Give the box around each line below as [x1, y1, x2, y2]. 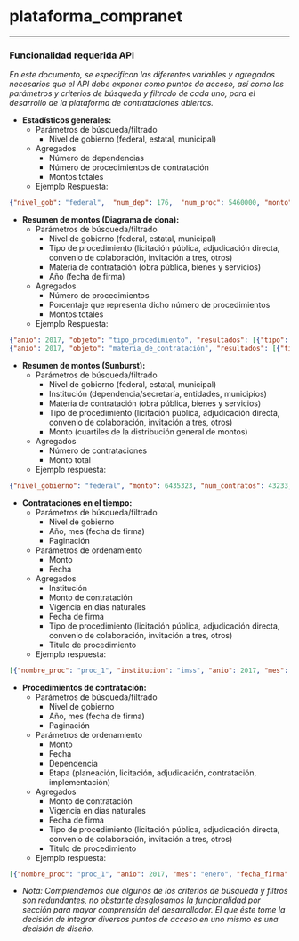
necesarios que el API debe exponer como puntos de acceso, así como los [9, 78, 285, 90]
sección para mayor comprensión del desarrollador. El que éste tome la [21, 904, 286, 915]
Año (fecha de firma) [48, 272, 125, 282]
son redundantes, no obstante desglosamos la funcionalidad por [21, 895, 261, 905]
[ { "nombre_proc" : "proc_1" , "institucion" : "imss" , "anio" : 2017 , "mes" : [9, 666, 289, 675]
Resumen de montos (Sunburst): [21, 360, 146, 370]
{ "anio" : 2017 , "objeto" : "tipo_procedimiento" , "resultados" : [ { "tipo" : [9, 336, 289, 345]
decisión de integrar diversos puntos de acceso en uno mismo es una [21, 914, 279, 925]
